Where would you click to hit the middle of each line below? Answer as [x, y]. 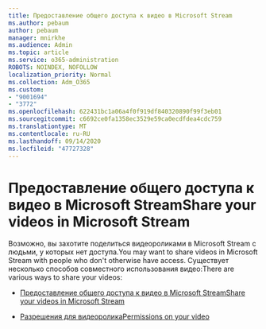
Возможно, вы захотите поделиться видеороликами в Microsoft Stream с [132, 244]
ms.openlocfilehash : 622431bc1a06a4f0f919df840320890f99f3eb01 [115, 112]
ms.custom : [26, 89]
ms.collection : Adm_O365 [49, 82]
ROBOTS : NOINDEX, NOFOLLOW [53, 68]
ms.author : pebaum [39, 23]
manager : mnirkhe [37, 38]
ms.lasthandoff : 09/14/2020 [55, 141]
